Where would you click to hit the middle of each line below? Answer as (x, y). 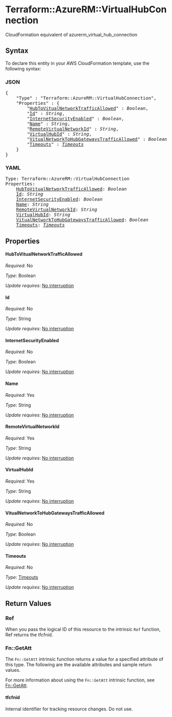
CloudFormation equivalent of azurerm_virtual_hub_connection (71, 34)
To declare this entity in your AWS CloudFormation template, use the (77, 63)
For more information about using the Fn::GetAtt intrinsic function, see (80, 680)
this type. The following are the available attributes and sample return (79, 665)
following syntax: (23, 68)
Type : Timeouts (22, 577)
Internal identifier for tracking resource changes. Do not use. (69, 709)
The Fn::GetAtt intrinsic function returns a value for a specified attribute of (84, 659)
